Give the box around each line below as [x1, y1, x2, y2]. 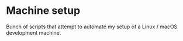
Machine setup [6, 4, 81, 17]
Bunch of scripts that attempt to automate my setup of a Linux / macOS [6, 23, 178, 30]
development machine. [6, 29, 61, 36]
